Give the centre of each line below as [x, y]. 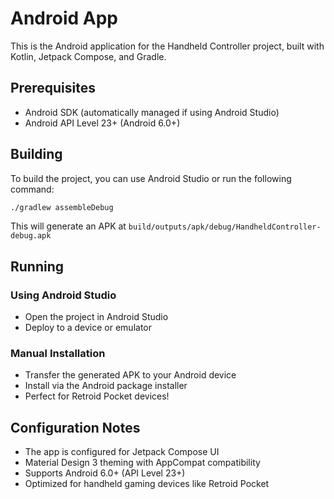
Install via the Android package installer [106, 386]
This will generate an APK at [68, 226]
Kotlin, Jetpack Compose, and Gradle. [88, 56]
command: [32, 189]
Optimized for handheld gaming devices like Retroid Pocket [147, 484]
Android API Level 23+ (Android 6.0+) [102, 123]
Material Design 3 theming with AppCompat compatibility [142, 463]
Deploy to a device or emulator [88, 328]
